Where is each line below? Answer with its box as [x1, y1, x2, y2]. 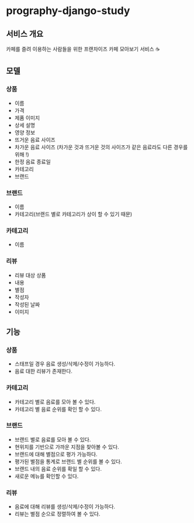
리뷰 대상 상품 [14, 271, 46, 279]
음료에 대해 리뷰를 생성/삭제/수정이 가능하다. [14, 503, 116, 510]
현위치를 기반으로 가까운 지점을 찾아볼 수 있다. [14, 443, 120, 450]
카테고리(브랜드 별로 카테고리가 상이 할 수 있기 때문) [14, 210, 133, 217]
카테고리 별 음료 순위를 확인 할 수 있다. [14, 405, 102, 412]
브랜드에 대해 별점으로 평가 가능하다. [14, 450, 98, 457]
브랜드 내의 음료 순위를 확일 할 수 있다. [14, 465, 102, 472]
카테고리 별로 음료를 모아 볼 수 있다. [14, 398, 96, 405]
